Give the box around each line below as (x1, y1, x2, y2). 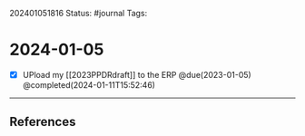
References (9, 114, 76, 130)
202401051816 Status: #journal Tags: (9, 8, 148, 18)
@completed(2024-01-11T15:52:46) (22, 80, 156, 90)
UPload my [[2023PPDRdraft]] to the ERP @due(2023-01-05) (22, 69, 251, 80)
